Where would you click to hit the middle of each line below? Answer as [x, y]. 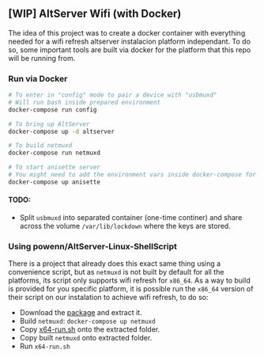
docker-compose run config [53, 110]
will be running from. [42, 58]
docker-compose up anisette [55, 182]
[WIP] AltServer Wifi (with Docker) [95, 14]
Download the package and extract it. [81, 313]
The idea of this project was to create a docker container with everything [127, 32]
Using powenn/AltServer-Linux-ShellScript [93, 246]
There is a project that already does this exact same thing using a [115, 264]
